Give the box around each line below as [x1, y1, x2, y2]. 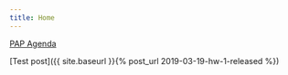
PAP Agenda [9, 38, 57, 49]
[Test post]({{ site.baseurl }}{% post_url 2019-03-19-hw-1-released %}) [9, 55, 280, 66]
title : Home [9, 13, 55, 23]
